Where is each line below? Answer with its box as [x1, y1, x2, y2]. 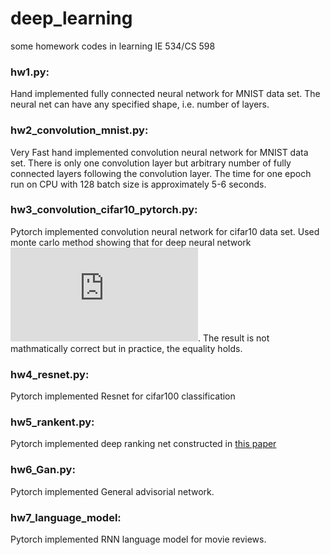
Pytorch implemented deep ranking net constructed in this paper [10, 438, 277, 450]
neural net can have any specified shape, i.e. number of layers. [10, 98, 270, 111]
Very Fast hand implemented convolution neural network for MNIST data [10, 146, 309, 158]
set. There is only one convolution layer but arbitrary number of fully [10, 157, 292, 169]
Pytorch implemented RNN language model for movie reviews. [10, 533, 267, 546]
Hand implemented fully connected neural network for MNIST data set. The [10, 88, 321, 100]
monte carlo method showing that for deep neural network [10, 236, 252, 248]
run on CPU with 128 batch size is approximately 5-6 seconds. [10, 178, 267, 190]
